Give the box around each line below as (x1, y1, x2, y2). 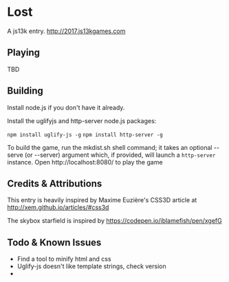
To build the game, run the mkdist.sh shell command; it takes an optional (7, 143, 212, 151)
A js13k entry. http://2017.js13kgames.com (7, 27, 126, 35)
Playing (7, 47, 40, 58)
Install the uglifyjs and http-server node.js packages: (7, 116, 157, 124)
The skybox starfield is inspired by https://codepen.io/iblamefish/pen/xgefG (7, 217, 222, 225)
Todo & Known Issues (7, 237, 102, 248)
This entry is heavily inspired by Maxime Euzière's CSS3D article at (7, 196, 197, 204)
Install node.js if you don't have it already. (7, 103, 125, 111)
